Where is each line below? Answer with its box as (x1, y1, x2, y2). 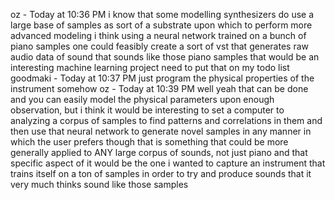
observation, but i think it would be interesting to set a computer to (10, 104, 285, 116)
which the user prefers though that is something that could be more (10, 136, 289, 148)
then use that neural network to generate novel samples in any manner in (10, 125, 312, 137)
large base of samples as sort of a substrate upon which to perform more (10, 19, 313, 31)
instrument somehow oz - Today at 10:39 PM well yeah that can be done (10, 83, 309, 94)
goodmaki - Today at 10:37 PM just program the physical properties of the (10, 72, 315, 84)
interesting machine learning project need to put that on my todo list (10, 62, 290, 73)
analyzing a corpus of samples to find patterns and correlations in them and (10, 115, 323, 126)
